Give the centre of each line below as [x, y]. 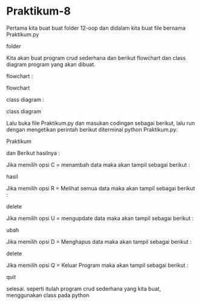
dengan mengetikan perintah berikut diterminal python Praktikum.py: [92, 129]
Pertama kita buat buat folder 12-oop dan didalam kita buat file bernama [96, 28]
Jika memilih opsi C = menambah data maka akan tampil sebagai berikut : [98, 164]
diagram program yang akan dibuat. [51, 64]
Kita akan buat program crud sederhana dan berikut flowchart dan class [96, 58]
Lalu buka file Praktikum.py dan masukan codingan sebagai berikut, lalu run [100, 123]
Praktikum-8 [39, 11]
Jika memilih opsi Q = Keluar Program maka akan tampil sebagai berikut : [97, 265]
